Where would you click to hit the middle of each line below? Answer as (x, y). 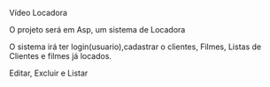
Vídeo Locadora (39, 13)
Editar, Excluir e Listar (49, 73)
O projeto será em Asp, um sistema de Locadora (97, 29)
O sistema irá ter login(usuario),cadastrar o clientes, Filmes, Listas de (135, 47)
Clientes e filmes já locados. (61, 56)
